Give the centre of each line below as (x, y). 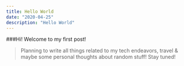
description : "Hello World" (41, 22)
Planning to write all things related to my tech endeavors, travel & (99, 51)
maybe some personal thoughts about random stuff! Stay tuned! (98, 57)
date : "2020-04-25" (30, 17)
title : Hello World (30, 11)
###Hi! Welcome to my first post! (46, 39)
